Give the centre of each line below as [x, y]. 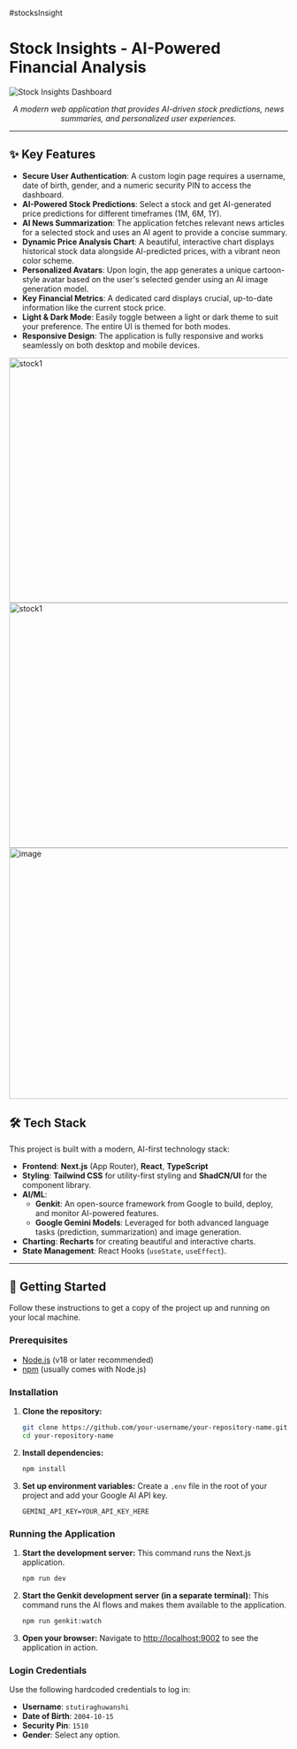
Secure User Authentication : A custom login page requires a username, [153, 175]
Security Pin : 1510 [55, 1725]
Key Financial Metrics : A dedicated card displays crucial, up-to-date [147, 298]
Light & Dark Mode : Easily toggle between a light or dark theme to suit [150, 317]
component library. [56, 1184]
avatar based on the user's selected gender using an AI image [155, 279]
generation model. [55, 289]
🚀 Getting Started [58, 1287]
